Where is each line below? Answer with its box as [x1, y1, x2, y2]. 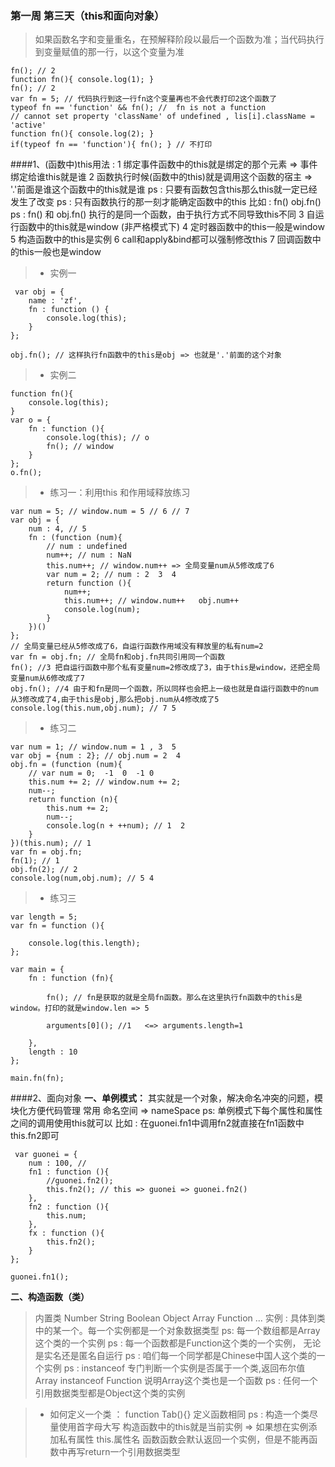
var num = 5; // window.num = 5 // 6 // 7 [10, 507, 190, 517]
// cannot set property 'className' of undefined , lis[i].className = [10, 112, 315, 122]
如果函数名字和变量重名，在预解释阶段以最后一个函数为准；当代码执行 [34, 33, 325, 46]
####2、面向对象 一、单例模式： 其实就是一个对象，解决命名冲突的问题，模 [10, 1092, 323, 1104]
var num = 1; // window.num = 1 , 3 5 [10, 742, 177, 752]
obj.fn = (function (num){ [10, 760, 123, 770]
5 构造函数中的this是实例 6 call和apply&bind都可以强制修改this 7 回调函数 [10, 233, 313, 246]
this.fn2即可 [10, 1130, 60, 1142]
